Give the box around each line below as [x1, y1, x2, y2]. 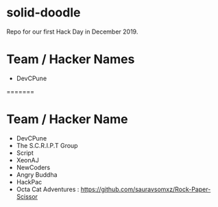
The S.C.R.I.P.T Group [16, 141, 78, 149]
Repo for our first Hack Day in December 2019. [6, 27, 138, 36]
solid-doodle [6, 5, 81, 21]
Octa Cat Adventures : [16, 185, 80, 193]
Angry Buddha [16, 170, 58, 179]
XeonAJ [16, 156, 39, 164]
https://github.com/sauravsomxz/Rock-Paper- [80, 185, 211, 193]
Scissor [16, 192, 38, 200]
